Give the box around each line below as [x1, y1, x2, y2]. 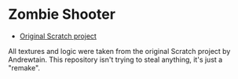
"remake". [8, 63, 41, 72]
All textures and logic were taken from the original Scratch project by [8, 46, 231, 56]
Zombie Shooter [8, 5, 116, 23]
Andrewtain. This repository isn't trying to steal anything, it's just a [8, 55, 223, 64]
